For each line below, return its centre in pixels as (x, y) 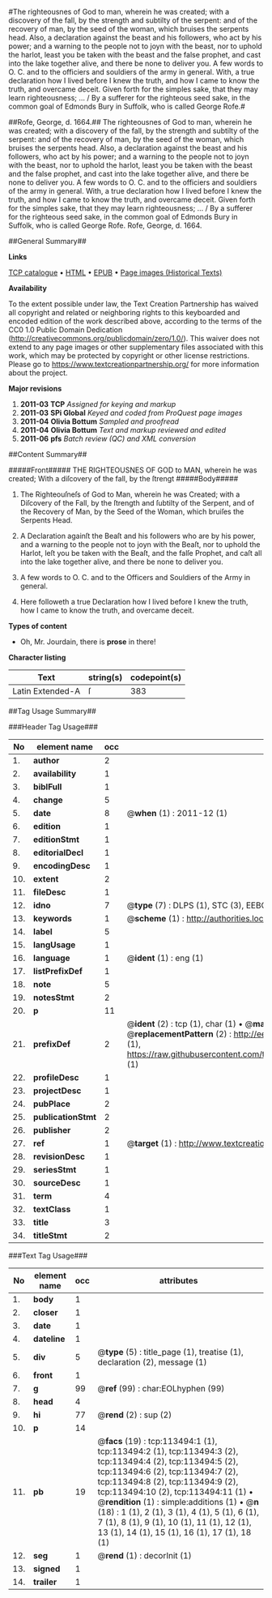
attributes (178, 1281)
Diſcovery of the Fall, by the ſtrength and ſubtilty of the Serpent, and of (137, 503)
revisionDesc (59, 1156)
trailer (45, 1582)
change (48, 800)
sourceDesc (57, 1183)
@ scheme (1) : (155, 919)
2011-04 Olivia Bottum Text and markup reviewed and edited (123, 430)
